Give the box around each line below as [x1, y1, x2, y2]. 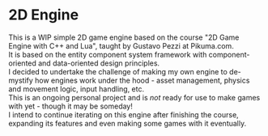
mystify [8, 75, 34, 85]
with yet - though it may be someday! [8, 101, 134, 111]
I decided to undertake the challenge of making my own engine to [8, 66, 228, 76]
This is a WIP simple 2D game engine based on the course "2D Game [8, 32, 240, 42]
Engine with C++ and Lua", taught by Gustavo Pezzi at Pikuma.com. [8, 40, 235, 50]
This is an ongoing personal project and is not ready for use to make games [8, 92, 261, 102]
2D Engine [8, 6, 79, 24]
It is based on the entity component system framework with [8, 49, 207, 59]
